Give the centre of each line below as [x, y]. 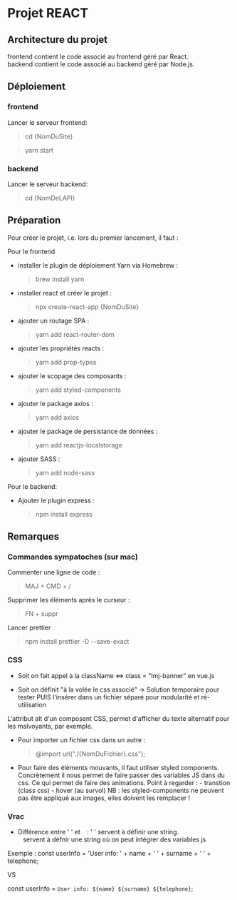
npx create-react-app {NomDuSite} [87, 307]
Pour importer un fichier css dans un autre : [81, 739]
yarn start [39, 150]
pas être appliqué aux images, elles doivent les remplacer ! [104, 798]
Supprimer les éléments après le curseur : [69, 600]
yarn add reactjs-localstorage [79, 445]
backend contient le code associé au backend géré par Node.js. [101, 64]
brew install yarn [60, 279]
